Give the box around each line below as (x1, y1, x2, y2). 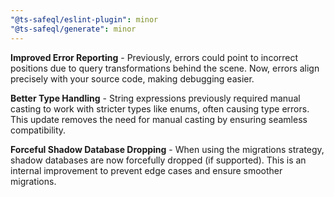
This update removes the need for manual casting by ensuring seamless (10, 113, 308, 125)
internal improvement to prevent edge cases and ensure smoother (10, 164, 283, 176)
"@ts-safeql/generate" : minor (10, 24, 137, 34)
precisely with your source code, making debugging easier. (10, 72, 255, 85)
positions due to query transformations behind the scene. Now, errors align (10, 62, 320, 74)
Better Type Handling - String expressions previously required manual (10, 92, 301, 104)
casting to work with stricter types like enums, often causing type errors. (10, 102, 310, 115)
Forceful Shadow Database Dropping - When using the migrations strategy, (10, 143, 325, 155)
